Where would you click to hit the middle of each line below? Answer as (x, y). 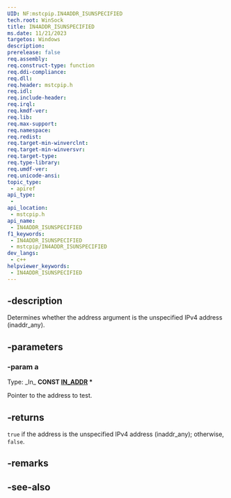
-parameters (35, 347)
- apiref (23, 189)
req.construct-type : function (51, 65)
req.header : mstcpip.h (40, 85)
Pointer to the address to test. (50, 396)
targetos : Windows (34, 40)
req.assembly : (28, 59)
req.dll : (20, 78)
